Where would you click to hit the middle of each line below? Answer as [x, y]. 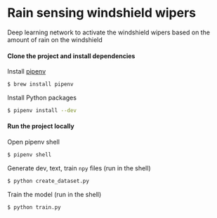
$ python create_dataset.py [48, 181]
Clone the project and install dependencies [71, 56]
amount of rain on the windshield [55, 39]
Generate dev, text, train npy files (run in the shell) [79, 168]
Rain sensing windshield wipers [102, 13]
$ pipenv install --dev [42, 111]
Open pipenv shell [33, 142]
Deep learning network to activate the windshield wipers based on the [109, 32]
